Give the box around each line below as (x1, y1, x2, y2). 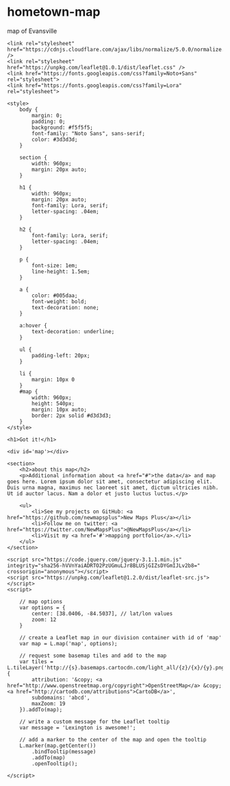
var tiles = (19, 658, 53, 665)
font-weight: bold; (31, 298, 88, 305)
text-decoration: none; (31, 304, 99, 311)
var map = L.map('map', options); (19, 640, 118, 647)
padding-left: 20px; (31, 352, 90, 359)
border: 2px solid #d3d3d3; (31, 412, 112, 419)
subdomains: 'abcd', (31, 694, 90, 701)
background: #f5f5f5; (31, 124, 94, 131)
